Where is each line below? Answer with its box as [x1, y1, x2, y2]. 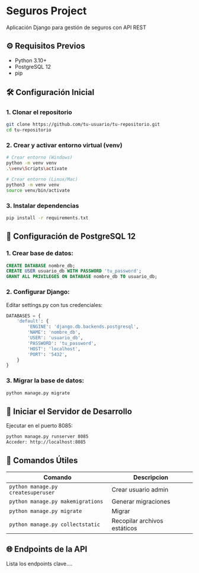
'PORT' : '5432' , [27, 352, 68, 357]
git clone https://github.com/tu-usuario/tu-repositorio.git [6, 122, 161, 128]
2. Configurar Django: [6, 288, 70, 296]
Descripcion [133, 473, 169, 482]
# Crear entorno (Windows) [6, 154, 73, 161]
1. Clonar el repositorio [6, 108, 72, 116]
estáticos [111, 524, 137, 532]
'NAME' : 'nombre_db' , [27, 330, 81, 335]
